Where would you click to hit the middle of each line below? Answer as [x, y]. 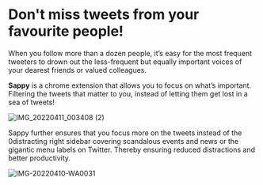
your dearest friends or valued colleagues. [78, 70]
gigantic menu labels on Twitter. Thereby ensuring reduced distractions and [132, 149]
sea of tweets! [32, 102]
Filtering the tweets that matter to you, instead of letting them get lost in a [128, 93]
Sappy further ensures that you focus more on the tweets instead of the [125, 133]
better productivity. [40, 158]
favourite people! [66, 31]
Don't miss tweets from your [104, 15]
